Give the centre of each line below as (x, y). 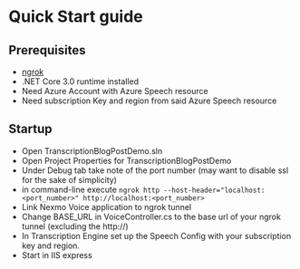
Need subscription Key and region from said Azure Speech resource (149, 101)
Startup (30, 129)
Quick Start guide (76, 17)
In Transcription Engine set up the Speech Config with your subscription (156, 235)
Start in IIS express (57, 255)
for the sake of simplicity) (69, 179)
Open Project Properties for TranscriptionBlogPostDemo (126, 160)
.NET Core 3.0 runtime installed (80, 82)
